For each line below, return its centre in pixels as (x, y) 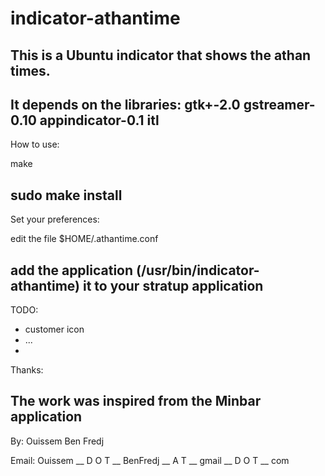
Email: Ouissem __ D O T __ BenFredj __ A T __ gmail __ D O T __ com (150, 460)
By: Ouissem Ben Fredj (57, 441)
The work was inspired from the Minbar (136, 401)
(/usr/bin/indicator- (198, 270)
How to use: (35, 144)
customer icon (54, 329)
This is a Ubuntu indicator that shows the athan (161, 55)
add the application (72, 270)
